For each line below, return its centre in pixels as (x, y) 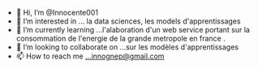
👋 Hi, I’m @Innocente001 (57, 13)
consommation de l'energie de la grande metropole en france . (120, 38)
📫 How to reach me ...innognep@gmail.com (90, 56)
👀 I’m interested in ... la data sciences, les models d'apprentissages (128, 21)
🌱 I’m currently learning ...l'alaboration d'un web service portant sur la (133, 30)
